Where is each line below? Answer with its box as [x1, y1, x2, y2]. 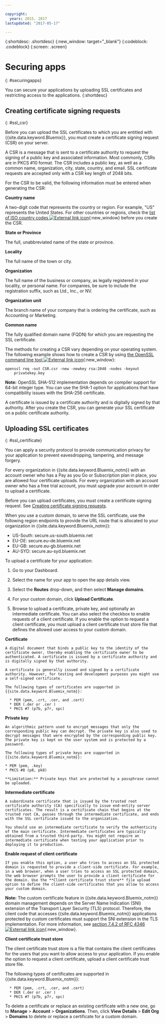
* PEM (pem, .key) [5, 763, 43, 768]
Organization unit [5, 297, 42, 304]
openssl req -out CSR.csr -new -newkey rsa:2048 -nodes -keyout [5, 367, 139, 371]
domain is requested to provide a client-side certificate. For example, [5, 864, 160, 869]
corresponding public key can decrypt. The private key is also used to [5, 729, 157, 734]
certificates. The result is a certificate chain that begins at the [5, 807, 151, 813]
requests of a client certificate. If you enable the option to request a [12, 616, 149, 622]
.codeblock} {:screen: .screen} [5, 44, 67, 50]
